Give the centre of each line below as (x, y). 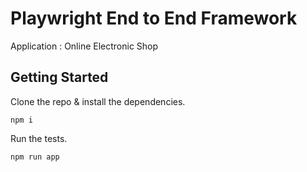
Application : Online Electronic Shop (84, 46)
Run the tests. (39, 138)
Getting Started (59, 77)
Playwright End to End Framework (154, 18)
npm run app (35, 157)
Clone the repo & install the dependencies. (98, 101)
